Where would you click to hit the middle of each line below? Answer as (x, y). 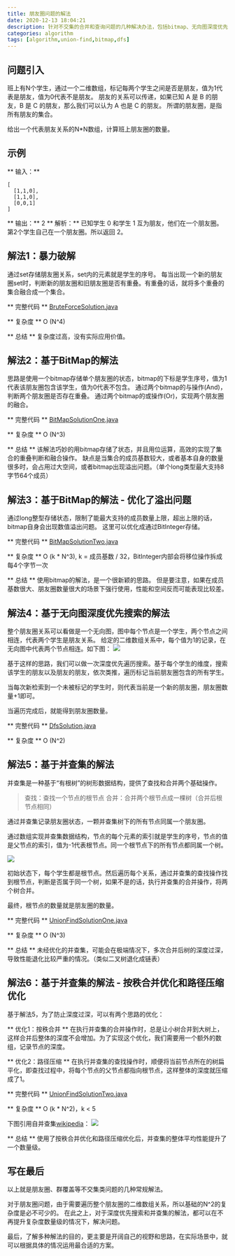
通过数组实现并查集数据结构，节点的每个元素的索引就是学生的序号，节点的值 (117, 836)
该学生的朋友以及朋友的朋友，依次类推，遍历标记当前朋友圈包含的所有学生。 (117, 672)
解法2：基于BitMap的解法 (63, 360)
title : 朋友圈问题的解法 (39, 14)
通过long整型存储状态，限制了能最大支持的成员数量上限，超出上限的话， (112, 518)
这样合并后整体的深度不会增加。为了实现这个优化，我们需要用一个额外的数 (114, 1038)
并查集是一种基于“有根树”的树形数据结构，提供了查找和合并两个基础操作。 (114, 783)
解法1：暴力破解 (42, 256)
